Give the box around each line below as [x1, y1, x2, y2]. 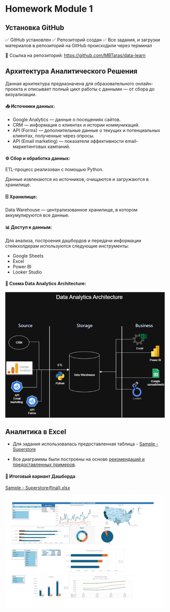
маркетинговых [12, 143, 47, 150]
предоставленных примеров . [12, 462, 76, 468]
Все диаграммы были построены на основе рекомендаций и [12, 456, 145, 463]
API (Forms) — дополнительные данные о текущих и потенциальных [12, 128, 160, 134]
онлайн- [135, 80, 153, 86]
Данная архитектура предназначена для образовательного [5, 80, 135, 86]
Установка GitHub [5, 23, 64, 32]
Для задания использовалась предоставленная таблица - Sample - [12, 441, 158, 447]
